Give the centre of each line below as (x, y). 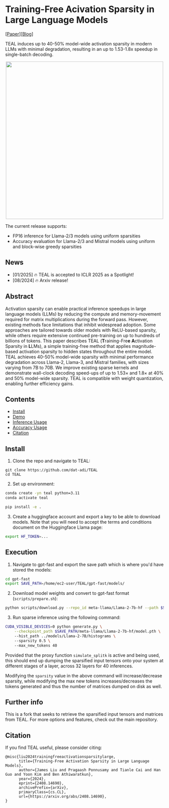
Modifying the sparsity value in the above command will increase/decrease (84, 675)
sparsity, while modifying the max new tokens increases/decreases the (79, 681)
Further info (24, 702)
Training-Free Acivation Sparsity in (80, 9)
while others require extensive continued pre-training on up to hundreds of (83, 335)
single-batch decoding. (29, 54)
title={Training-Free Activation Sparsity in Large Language (84, 761)
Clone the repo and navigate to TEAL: (51, 461)
